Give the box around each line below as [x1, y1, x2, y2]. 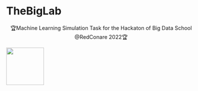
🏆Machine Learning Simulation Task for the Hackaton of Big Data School [10, 24, 193, 31]
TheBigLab [6, 4, 62, 18]
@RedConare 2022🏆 [74, 33, 128, 40]
